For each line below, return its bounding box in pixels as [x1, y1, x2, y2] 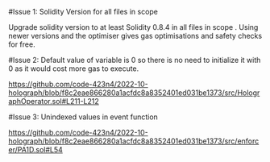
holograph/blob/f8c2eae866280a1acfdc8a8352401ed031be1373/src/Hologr [8, 88, 260, 98]
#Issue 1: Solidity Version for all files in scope [8, 7, 159, 16]
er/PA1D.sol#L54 [8, 145, 63, 154]
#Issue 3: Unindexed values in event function [8, 112, 159, 122]
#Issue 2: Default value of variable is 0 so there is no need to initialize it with [8, 56, 261, 64]
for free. [8, 39, 35, 49]
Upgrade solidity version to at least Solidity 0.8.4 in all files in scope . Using [8, 23, 259, 31]
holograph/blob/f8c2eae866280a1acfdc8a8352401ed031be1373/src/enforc [8, 136, 260, 146]
